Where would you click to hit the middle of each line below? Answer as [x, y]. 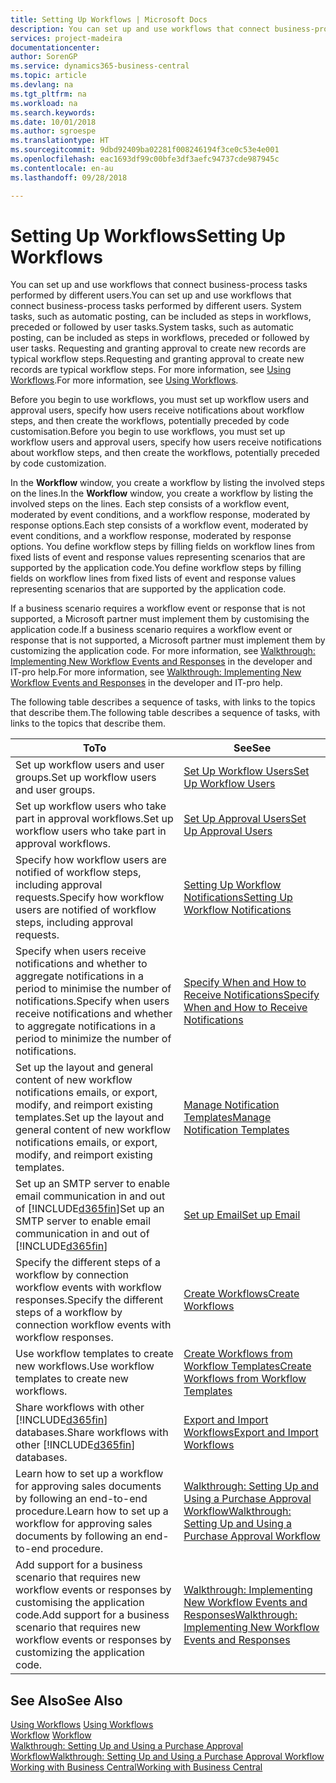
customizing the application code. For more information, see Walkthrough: [163, 651]
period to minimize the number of [93, 1039]
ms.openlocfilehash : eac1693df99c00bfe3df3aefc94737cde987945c [145, 159]
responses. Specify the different [89, 1300]
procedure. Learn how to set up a [92, 1511]
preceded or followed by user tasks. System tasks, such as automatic [152, 327]
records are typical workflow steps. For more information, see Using [151, 370]
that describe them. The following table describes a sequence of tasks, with [165, 713]
